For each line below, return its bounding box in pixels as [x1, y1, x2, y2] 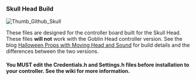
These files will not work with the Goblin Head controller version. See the [6, 36, 183, 43]
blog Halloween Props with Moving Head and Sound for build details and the [6, 41, 190, 48]
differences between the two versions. [6, 48, 99, 55]
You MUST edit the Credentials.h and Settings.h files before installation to [6, 61, 190, 68]
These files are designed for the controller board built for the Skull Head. [6, 29, 181, 36]
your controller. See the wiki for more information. [6, 67, 130, 74]
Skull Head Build [6, 5, 54, 13]
